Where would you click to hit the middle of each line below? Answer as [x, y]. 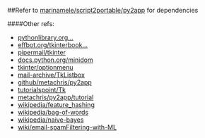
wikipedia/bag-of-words [53, 112]
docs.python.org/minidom [55, 60]
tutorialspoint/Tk [41, 90]
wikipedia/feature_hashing [56, 105]
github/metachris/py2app [54, 82]
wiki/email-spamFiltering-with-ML [67, 127]
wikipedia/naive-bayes [51, 120]
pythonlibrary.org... [46, 37]
